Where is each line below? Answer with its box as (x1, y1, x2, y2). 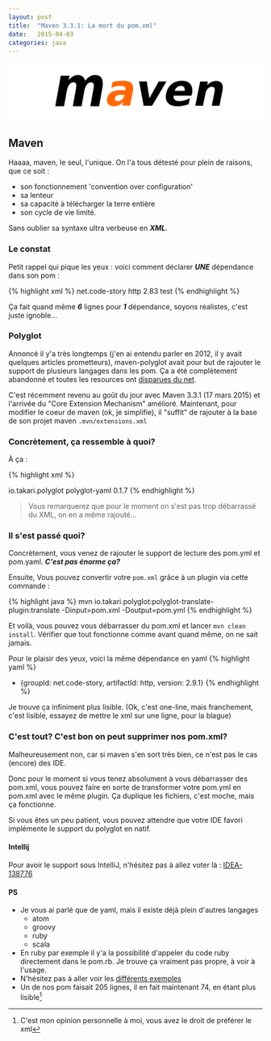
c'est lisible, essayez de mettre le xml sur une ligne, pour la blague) (8, 711, 232, 720)
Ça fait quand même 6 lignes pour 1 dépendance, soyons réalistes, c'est (8, 301, 248, 311)
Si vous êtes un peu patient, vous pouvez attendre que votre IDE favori (8, 815, 244, 825)
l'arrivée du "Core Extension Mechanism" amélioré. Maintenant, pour (8, 398, 237, 408)
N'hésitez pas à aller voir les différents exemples (19, 974, 181, 984)
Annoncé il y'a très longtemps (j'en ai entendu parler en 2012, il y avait (8, 348, 243, 359)
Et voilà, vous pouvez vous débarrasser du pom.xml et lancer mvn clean (8, 621, 246, 631)
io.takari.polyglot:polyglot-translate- (94, 597, 215, 607)
